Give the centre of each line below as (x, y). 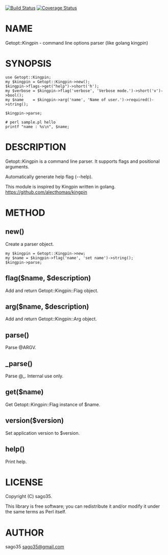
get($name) (25, 392)
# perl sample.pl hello (31, 122)
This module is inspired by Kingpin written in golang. (61, 186)
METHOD (25, 213)
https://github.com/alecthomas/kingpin (46, 192)
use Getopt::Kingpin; (28, 77)
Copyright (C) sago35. (29, 496)
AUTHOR (25, 533)
